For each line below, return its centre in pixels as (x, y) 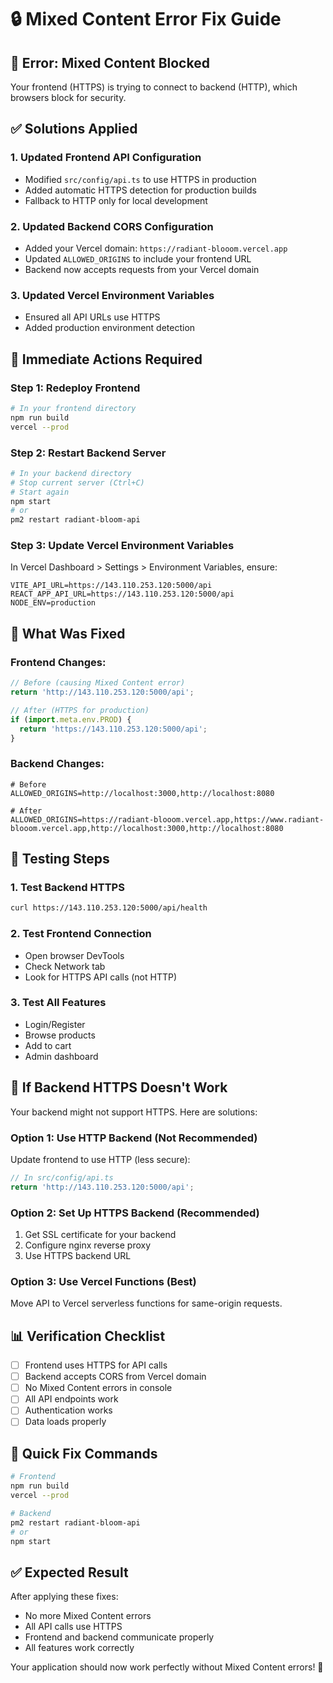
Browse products (60, 1035)
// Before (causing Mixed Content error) (98, 683)
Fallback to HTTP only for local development (116, 200)
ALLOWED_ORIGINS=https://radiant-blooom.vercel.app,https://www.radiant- (167, 819)
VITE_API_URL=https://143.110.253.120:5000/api (111, 586)
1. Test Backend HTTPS (67, 887)
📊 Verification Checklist (88, 1336)
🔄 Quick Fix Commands (84, 1453)
